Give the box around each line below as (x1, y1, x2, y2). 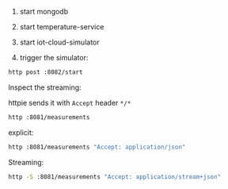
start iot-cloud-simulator (19, 37, 100, 47)
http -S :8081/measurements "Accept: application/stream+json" (8, 172, 222, 181)
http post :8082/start (8, 68, 83, 76)
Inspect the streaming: (8, 83, 82, 92)
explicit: (8, 127, 34, 137)
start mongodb (19, 7, 69, 16)
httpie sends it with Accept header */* (8, 98, 131, 107)
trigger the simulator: (19, 53, 89, 62)
